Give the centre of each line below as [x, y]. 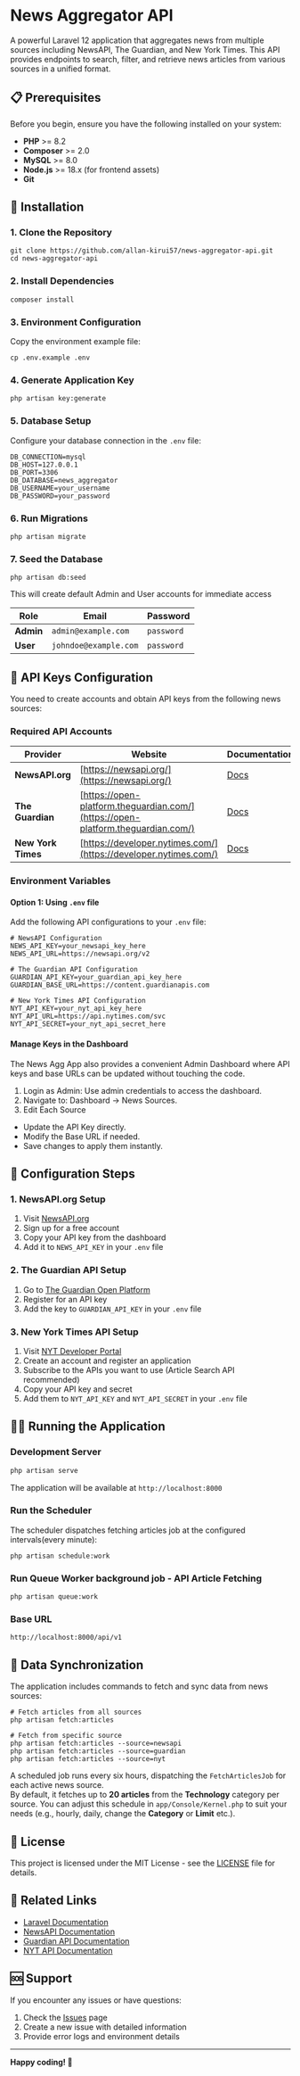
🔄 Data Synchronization [77, 1665]
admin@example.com [90, 631]
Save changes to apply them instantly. [93, 1146]
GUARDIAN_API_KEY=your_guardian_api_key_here [96, 978]
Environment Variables [61, 881]
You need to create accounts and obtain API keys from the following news [146, 699]
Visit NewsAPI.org [56, 1219]
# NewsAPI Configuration [56, 939]
